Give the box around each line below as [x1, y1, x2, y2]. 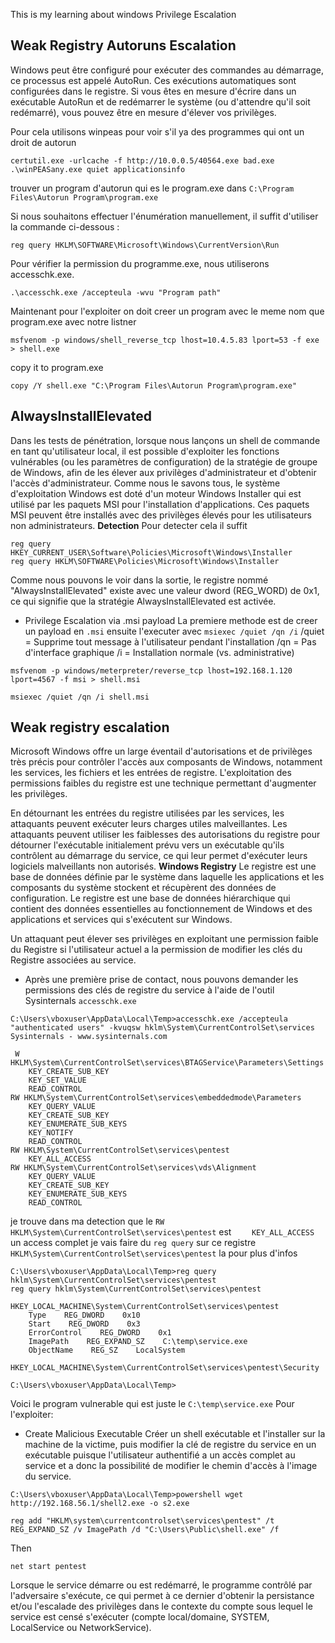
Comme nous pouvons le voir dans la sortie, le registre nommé [10, 574, 269, 586]
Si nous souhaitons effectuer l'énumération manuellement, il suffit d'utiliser [10, 210, 319, 222]
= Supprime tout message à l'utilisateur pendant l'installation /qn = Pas [24, 635, 317, 648]
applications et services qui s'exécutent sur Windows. [10, 914, 233, 926]
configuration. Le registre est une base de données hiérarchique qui [10, 892, 291, 904]
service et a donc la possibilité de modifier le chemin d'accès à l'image [24, 1460, 318, 1472]
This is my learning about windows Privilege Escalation [10, 9, 237, 20]
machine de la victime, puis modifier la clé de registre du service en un [24, 1439, 317, 1451]
